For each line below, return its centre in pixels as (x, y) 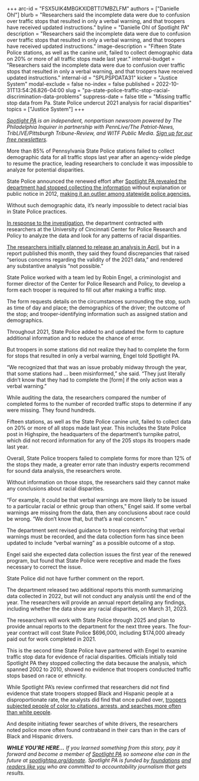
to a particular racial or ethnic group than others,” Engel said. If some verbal (99, 506)
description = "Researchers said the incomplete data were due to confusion (99, 34)
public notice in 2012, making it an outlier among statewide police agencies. (99, 194)
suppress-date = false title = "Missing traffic (137, 96)
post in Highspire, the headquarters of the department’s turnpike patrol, (94, 434)
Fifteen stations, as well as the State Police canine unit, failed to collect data (99, 422)
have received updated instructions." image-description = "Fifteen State (94, 46)
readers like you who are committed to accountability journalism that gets (97, 767)
